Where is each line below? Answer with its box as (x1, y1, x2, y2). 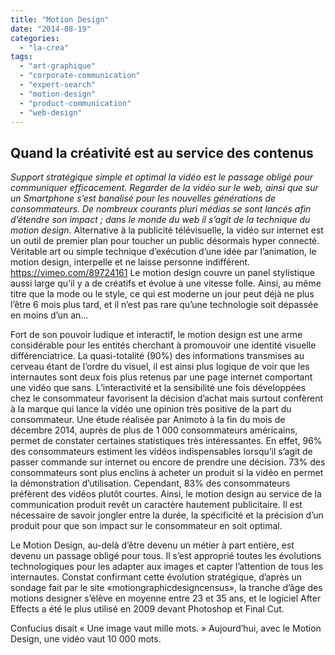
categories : (10, 33, 60, 43)
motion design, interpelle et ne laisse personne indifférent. (10, 256, 251, 268)
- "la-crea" (19, 42, 70, 53)
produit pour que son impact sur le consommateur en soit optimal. (10, 520, 283, 532)
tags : (10, 52, 33, 62)
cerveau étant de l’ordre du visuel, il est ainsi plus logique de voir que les (10, 361, 310, 373)
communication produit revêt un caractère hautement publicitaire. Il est (10, 499, 303, 511)
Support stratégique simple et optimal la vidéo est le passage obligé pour (10, 171, 314, 183)
